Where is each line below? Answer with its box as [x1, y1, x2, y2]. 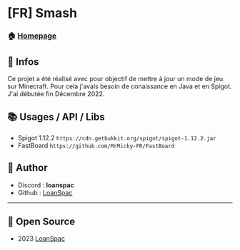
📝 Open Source [7, 215, 76, 227]
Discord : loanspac [17, 180, 75, 189]
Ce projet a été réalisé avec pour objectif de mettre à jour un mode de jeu [7, 74, 224, 83]
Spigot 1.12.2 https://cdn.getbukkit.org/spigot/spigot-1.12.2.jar [17, 133, 216, 142]
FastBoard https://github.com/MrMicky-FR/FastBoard [17, 141, 175, 150]
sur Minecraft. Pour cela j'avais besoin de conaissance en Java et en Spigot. [7, 82, 232, 90]
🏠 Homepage [7, 31, 57, 41]
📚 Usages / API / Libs [7, 111, 105, 123]
